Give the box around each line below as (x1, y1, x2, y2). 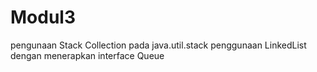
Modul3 (10, 6, 77, 29)
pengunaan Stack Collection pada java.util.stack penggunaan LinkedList (10, 39, 307, 51)
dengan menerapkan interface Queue (10, 49, 165, 61)
